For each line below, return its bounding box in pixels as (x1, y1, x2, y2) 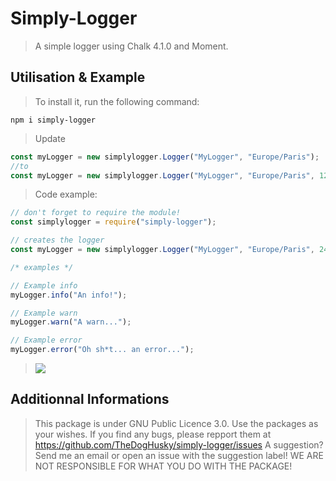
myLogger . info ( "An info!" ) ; (10, 290, 128, 300)
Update (34, 132, 66, 144)
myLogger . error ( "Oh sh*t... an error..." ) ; (10, 345, 195, 355)
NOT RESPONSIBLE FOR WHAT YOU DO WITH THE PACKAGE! (34, 460, 293, 472)
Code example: (34, 188, 98, 201)
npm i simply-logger (10, 115, 97, 125)
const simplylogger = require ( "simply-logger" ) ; (10, 217, 217, 227)
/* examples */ (10, 262, 74, 272)
